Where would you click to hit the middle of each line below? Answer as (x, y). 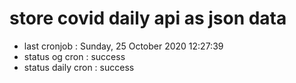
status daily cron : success (79, 67)
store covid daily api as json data (148, 18)
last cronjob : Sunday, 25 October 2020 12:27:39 (123, 46)
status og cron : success (74, 56)
